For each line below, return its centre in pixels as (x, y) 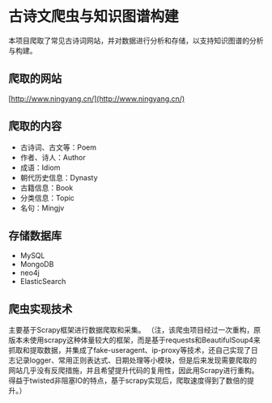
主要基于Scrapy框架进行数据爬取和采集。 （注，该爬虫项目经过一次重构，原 (135, 330)
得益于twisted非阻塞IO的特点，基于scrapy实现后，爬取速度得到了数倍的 (128, 380)
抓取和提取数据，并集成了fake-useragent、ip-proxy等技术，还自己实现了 (130, 350)
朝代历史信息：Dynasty (59, 177)
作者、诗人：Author (53, 157)
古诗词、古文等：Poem (58, 147)
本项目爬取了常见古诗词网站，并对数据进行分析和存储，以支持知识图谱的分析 (136, 40)
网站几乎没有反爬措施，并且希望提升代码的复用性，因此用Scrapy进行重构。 (134, 371)
